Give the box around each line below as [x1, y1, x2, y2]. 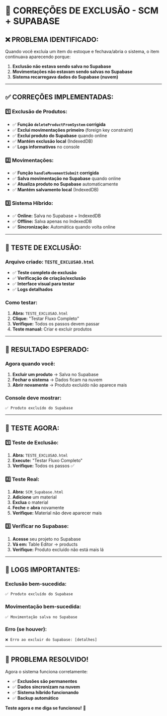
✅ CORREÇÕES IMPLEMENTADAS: [5, 93, 114, 101]
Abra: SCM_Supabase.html [12, 489, 64, 495]
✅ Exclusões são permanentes [12, 678, 78, 684]
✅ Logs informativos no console [12, 144, 80, 150]
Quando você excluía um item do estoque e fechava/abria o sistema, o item [5, 49, 160, 54]
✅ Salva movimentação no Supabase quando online [12, 175, 121, 181]
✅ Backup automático [12, 695, 59, 701]
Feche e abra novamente [12, 505, 65, 511]
